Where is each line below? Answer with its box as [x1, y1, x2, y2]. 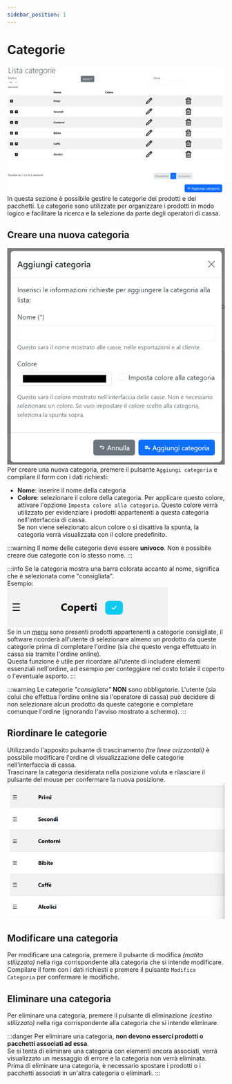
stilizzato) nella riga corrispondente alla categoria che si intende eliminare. [7, 1019, 219, 1027]
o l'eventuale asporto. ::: [7, 672, 76, 680]
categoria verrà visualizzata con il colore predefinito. [17, 530, 167, 538]
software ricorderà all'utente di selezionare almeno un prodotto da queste [7, 634, 217, 643]
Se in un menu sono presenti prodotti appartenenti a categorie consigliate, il [7, 628, 223, 636]
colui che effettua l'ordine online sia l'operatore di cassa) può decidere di [7, 693, 215, 701]
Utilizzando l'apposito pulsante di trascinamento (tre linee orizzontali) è [7, 745, 210, 754]
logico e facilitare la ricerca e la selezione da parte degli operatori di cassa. [7, 208, 221, 217]
